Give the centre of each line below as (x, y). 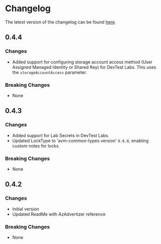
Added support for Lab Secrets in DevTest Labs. (61, 135)
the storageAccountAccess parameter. (49, 72)
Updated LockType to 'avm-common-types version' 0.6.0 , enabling (80, 141)
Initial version (25, 209)
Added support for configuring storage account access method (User (82, 62)
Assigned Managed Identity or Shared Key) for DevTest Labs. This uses (84, 67)
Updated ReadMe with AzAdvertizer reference (59, 214)
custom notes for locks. (36, 146)
